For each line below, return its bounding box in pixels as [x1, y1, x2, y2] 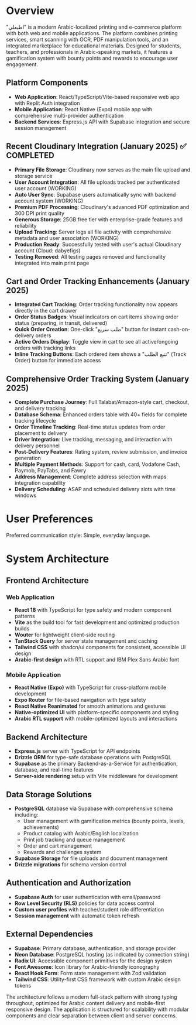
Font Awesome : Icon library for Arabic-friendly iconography [14, 963, 160, 970]
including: [14, 811, 39, 818]
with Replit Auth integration [14, 100, 80, 107]
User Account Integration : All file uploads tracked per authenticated [14, 179, 180, 186]
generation [14, 455, 41, 462]
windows [14, 492, 37, 499]
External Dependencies [6, 929, 94, 939]
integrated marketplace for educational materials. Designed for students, [6, 42, 181, 49]
